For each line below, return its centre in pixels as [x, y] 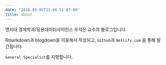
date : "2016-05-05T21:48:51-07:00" [43, 10]
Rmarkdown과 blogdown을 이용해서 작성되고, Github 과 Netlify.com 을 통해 [80, 40]
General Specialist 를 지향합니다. [39, 57]
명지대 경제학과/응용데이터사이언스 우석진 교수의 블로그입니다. [66, 29]
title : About [19, 14]
